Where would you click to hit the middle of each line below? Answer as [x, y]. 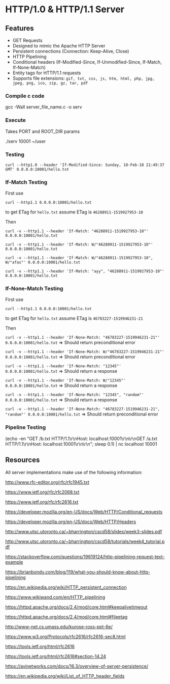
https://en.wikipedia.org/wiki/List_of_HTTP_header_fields [65, 676]
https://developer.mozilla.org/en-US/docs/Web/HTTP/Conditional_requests [84, 512]
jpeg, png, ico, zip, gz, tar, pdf [50, 83]
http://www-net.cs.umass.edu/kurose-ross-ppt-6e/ [59, 626]
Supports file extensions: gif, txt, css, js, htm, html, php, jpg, [83, 78]
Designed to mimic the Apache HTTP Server [59, 46]
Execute [16, 120]
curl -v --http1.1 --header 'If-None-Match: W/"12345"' [65, 380]
